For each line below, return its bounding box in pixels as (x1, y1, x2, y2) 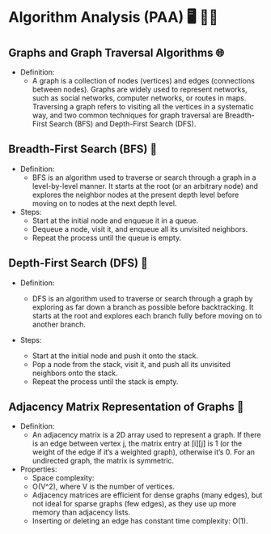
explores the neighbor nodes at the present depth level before (32, 190, 239, 199)
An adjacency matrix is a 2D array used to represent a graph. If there (32, 430, 261, 440)
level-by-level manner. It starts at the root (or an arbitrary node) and (32, 181, 259, 190)
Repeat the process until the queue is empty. (32, 233, 182, 242)
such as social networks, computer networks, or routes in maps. (32, 93, 247, 103)
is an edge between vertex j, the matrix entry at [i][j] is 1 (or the (32, 438, 243, 448)
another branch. (32, 319, 87, 329)
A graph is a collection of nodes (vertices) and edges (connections (32, 76, 255, 85)
